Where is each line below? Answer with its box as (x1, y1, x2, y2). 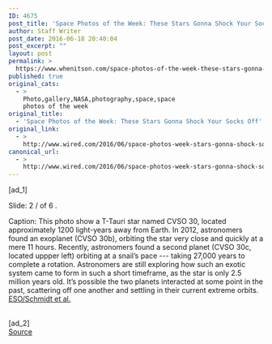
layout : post (8, 49, 53, 58)
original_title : (8, 110, 63, 118)
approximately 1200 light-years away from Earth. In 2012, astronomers (8, 225, 243, 235)
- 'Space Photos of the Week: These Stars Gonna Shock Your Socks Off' (15, 118, 263, 126)
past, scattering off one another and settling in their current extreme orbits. (8, 286, 259, 295)
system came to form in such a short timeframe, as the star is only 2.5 (8, 269, 242, 278)
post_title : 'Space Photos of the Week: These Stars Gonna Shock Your (8, 19, 252, 28)
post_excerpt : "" (8, 42, 67, 50)
